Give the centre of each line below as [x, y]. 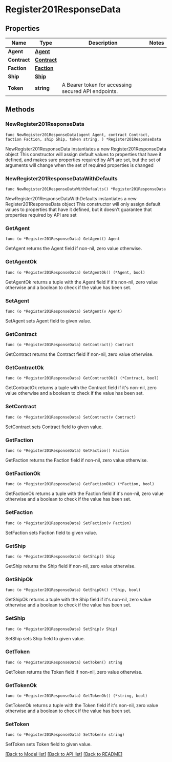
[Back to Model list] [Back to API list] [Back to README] [64, 754]
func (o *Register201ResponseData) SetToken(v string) [65, 735]
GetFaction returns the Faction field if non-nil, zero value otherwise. [77, 460]
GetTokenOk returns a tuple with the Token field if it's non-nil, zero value [82, 706]
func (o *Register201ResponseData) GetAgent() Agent [63, 239]
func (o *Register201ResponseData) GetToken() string [64, 662]
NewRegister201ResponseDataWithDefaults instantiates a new [71, 198]
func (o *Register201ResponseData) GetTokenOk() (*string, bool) [76, 696]
